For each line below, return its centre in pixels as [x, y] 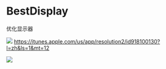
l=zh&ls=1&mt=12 [28, 48]
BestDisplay [37, 11]
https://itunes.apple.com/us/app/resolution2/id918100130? [87, 41]
